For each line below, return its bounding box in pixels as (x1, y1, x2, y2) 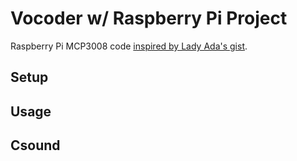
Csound (10, 137, 61, 154)
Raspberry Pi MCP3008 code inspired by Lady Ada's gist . (10, 40, 248, 52)
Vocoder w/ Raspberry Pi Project (10, 7, 288, 30)
